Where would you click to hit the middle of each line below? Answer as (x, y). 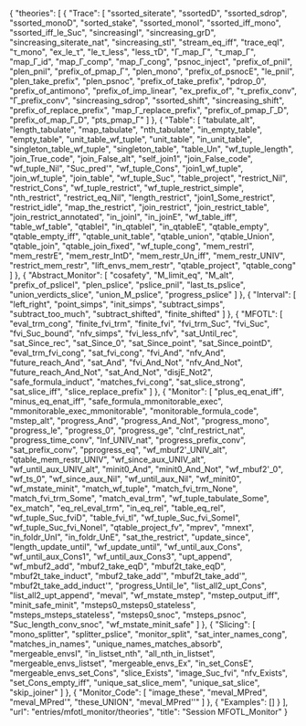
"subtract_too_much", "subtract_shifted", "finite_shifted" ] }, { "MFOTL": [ (146, 314)
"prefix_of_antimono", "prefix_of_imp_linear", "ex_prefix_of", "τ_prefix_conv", (153, 91)
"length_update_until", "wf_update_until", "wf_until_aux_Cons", (126, 547)
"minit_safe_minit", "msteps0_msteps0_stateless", (103, 605)
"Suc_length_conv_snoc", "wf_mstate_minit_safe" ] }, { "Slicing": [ (132, 624)
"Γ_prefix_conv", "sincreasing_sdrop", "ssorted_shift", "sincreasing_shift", (147, 100)
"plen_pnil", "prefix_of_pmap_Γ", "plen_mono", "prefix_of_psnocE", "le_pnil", (152, 71)
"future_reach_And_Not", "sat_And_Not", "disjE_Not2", (111, 372)
